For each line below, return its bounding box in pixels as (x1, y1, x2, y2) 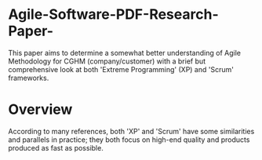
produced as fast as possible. (8, 143, 104, 152)
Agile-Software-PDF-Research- (8, 5, 219, 24)
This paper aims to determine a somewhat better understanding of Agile (8, 48, 242, 57)
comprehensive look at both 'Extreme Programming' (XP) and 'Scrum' (8, 64, 234, 74)
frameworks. (8, 73, 49, 82)
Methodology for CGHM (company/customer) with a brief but (8, 56, 206, 66)
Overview (8, 100, 73, 118)
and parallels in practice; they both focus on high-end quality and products (8, 135, 250, 144)
